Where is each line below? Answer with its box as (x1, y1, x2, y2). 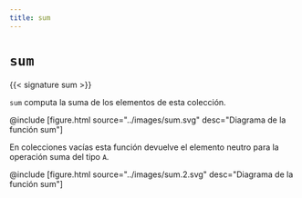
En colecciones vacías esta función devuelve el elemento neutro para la (9, 142, 280, 153)
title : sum (9, 13, 51, 23)
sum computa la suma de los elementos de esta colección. (9, 96, 226, 107)
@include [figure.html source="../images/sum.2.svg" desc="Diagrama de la (9, 169, 294, 180)
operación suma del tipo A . (9, 151, 109, 162)
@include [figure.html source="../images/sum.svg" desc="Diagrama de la (9, 114, 286, 125)
